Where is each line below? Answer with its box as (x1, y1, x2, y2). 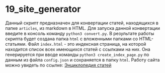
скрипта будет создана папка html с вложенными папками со (5, 36, 138, 42)
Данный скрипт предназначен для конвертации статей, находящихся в (5, 20, 158, 26)
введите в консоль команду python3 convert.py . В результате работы (5, 30, 154, 36)
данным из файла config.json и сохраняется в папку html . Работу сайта (5, 57, 160, 63)
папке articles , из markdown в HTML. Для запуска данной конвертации (5, 25, 160, 31)
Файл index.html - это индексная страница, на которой (27, 41, 146, 47)
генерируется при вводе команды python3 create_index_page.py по (5, 51, 149, 58)
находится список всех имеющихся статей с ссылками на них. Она (5, 46, 151, 52)
